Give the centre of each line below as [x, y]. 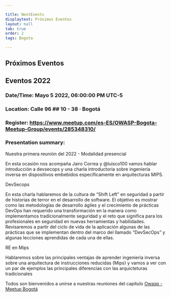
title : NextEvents [25, 14]
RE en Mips [17, 247]
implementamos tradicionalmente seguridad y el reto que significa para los [84, 216]
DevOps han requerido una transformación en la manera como [71, 210]
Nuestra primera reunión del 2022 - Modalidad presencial [66, 154]
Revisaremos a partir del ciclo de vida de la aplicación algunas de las [78, 227]
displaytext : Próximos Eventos [39, 19]
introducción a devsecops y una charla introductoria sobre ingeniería [78, 169]
